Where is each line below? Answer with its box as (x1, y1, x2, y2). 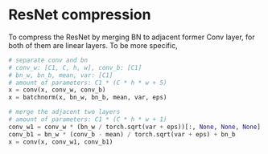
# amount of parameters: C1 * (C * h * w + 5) (8, 79, 167, 87)
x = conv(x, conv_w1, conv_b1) (8, 138, 113, 146)
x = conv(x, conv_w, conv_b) (8, 86, 106, 94)
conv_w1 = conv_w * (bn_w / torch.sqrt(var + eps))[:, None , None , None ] (8, 123, 262, 131)
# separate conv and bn (8, 56, 89, 64)
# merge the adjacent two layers (8, 108, 121, 116)
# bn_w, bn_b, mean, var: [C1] (8, 71, 113, 79)
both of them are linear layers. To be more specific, (8, 40, 179, 50)
